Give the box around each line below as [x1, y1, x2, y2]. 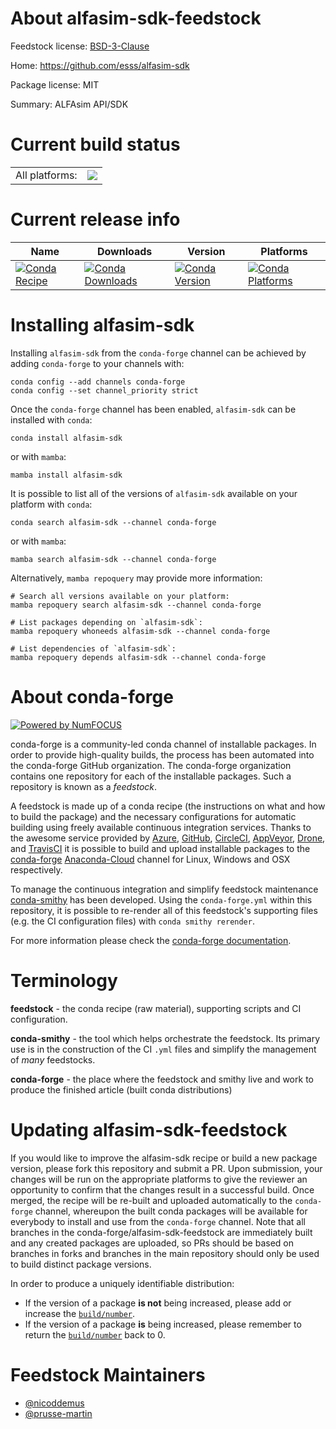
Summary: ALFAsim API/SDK [10, 98, 129, 110]
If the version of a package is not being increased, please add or [24, 1297, 292, 1309]
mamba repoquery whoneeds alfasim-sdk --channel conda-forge [10, 626, 271, 636]
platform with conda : [10, 498, 93, 510]
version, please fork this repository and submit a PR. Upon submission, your [10, 1162, 323, 1174]
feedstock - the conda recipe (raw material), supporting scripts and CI [10, 1002, 302, 1014]
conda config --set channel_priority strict [10, 385, 199, 396]
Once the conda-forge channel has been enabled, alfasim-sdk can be [10, 403, 297, 415]
